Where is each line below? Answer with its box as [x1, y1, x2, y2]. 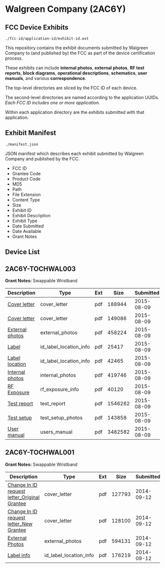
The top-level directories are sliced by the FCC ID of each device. [5, 85, 138, 91]
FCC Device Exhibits [5, 23, 69, 32]
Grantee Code [12, 170, 41, 176]
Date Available [12, 228, 42, 234]
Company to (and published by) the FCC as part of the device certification [5, 50, 156, 56]
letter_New [7, 520, 33, 527]
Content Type [12, 196, 40, 203]
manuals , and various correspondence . [5, 76, 86, 81]
